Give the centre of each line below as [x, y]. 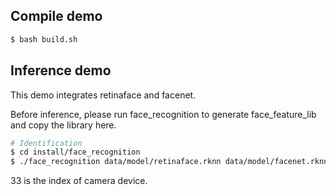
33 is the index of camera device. [79, 181]
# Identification [46, 143]
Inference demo [61, 70]
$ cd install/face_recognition [75, 152]
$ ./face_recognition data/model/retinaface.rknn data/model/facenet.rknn [169, 162]
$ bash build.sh [44, 39]
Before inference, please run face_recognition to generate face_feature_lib [163, 114]
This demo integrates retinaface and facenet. [103, 95]
